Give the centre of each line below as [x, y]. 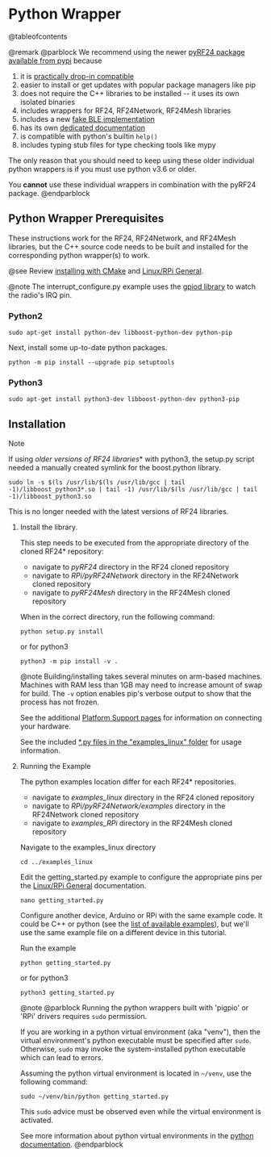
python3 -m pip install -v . [69, 662]
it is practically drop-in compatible [77, 76]
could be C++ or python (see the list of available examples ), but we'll [134, 924]
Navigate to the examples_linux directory [88, 847]
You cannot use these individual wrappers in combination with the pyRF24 [132, 184]
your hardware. [45, 726]
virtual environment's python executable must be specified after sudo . [135, 1041]
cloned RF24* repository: [62, 551]
